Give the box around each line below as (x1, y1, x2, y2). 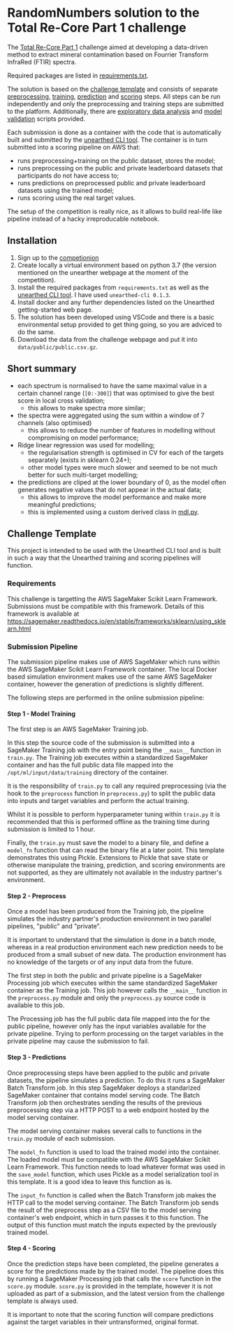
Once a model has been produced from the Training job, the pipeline (7, 907, 204, 916)
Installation (7, 235, 57, 247)
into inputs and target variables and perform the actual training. (7, 797, 190, 805)
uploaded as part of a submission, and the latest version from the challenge (7, 1289, 225, 1297)
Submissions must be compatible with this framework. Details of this (7, 602, 205, 610)
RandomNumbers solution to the (7, 5, 200, 21)
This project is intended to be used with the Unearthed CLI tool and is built (7, 547, 221, 555)
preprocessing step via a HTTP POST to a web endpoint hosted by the (7, 1106, 210, 1114)
